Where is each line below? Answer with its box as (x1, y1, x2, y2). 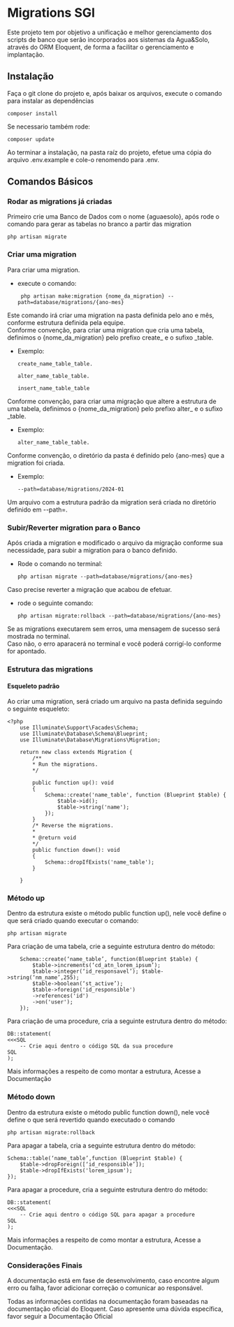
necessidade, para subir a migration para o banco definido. (7, 546, 178, 555)
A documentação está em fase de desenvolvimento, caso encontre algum (7, 1277, 220, 1285)
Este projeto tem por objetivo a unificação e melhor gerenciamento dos (7, 28, 212, 36)
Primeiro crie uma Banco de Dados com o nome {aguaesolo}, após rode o (7, 212, 220, 221)
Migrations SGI (7, 5, 96, 21)
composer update (7, 136, 54, 143)
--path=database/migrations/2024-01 (17, 486, 124, 493)
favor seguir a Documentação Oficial (7, 1312, 113, 1321)
